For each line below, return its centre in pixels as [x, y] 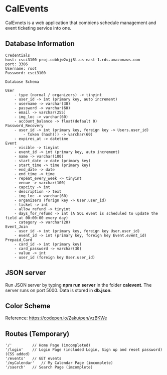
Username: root [21, 68]
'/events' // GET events [33, 359]
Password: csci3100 [26, 73]
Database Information [40, 44]
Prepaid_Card [19, 240]
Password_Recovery [24, 126]
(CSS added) [18, 354]
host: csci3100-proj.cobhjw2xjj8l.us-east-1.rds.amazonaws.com [73, 60]
